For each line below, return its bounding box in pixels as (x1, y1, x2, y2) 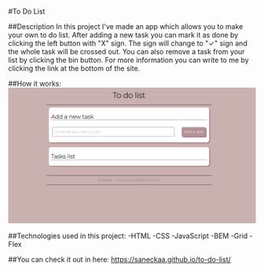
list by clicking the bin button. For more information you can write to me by (8, 55, 249, 64)
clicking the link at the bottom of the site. (8, 64, 141, 73)
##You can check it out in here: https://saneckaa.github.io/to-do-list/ (8, 255, 232, 264)
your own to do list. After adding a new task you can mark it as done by (8, 31, 239, 39)
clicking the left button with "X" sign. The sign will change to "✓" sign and (8, 39, 247, 48)
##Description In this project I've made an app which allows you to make (8, 22, 244, 31)
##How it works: (8, 79, 61, 88)
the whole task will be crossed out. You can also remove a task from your (8, 47, 245, 56)
